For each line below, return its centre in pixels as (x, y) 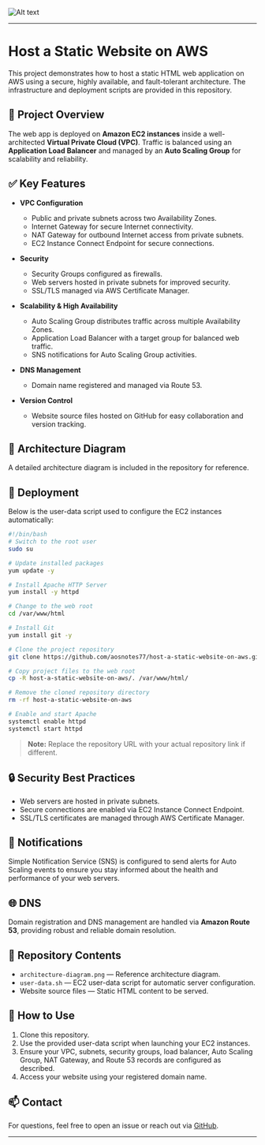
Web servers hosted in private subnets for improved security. (131, 282)
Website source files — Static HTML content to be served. (114, 990)
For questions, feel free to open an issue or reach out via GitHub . (114, 1125)
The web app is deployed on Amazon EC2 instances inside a (108, 133)
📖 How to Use (41, 1016)
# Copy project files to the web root (72, 671)
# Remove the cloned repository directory (79, 693)
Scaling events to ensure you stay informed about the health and (113, 870)
